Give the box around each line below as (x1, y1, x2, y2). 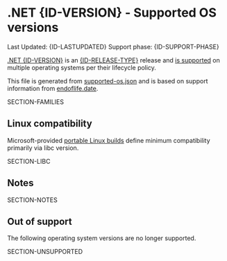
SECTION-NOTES (7, 196, 58, 204)
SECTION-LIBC (7, 157, 51, 165)
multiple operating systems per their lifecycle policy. (7, 63, 156, 71)
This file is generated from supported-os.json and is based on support (7, 76, 208, 85)
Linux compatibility (7, 118, 92, 130)
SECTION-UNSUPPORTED (7, 248, 83, 256)
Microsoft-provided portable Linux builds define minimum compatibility (7, 136, 210, 144)
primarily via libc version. (7, 144, 79, 152)
